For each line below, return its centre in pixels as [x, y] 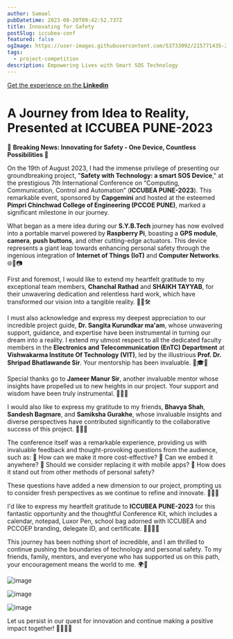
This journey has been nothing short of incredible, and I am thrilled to [106, 542]
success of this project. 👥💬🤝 [48, 429]
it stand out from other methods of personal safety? [81, 472]
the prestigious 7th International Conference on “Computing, [94, 183]
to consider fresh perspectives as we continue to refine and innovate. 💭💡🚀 [113, 492]
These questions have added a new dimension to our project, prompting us [114, 485]
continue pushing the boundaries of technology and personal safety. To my [114, 549]
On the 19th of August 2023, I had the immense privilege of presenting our [113, 168]
